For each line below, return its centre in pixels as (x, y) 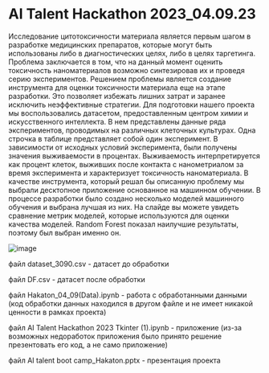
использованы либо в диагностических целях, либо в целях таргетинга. (132, 53)
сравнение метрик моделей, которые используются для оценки (119, 215)
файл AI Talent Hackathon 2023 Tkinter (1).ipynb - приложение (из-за (125, 327)
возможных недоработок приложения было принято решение (115, 336)
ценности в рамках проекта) (57, 312)
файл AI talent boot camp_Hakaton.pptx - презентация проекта (114, 360)
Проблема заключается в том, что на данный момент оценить (116, 62)
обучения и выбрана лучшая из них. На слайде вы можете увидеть (124, 207)
